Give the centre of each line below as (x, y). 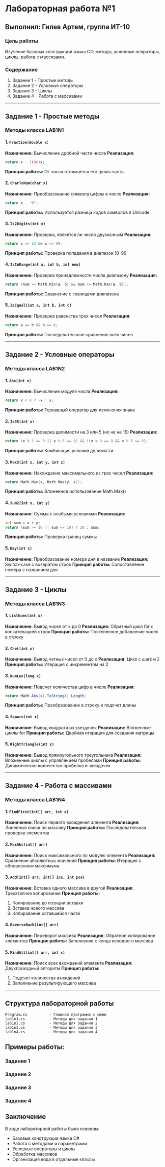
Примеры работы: (35, 1047)
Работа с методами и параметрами (50, 1143)
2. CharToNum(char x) (27, 183)
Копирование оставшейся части (46, 913)
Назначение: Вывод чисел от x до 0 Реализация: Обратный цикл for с (79, 626)
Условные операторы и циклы (44, 1149)
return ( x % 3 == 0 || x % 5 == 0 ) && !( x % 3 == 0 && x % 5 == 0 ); (77, 441)
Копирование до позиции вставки (48, 903)
